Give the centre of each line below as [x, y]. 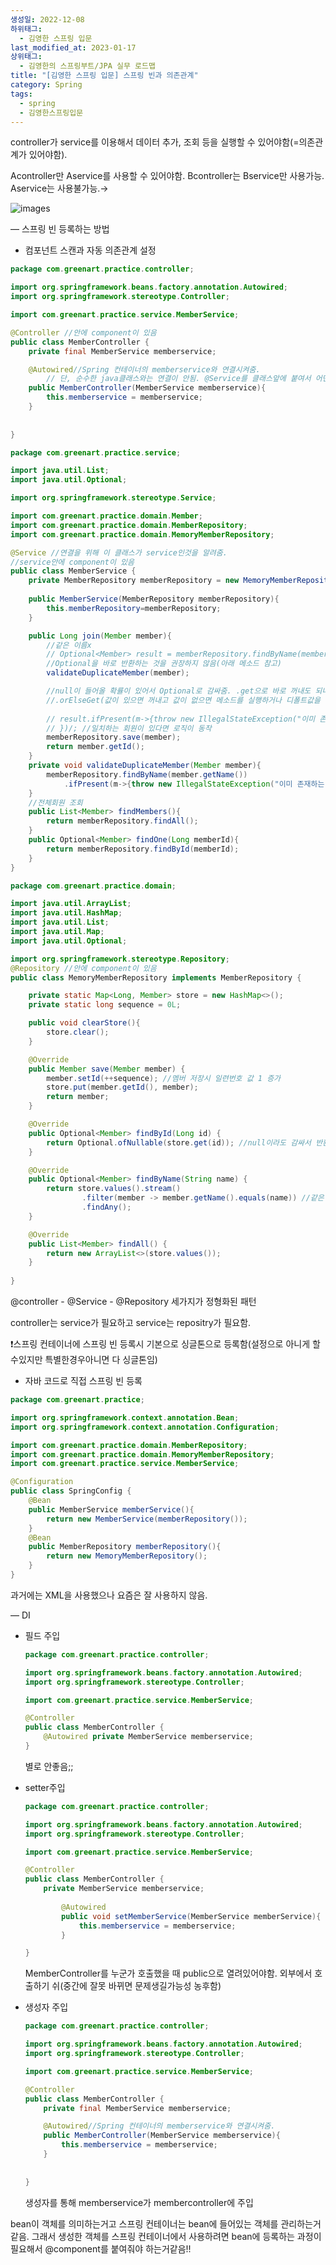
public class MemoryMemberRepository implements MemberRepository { [156, 977]
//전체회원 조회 [55, 802]
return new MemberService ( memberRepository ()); [147, 1519]
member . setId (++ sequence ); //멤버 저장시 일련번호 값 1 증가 [164, 1078]
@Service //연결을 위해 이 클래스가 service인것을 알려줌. [119, 552]
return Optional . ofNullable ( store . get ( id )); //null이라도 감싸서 [179, 1142]
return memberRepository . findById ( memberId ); [143, 849]
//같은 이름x [69, 645]
